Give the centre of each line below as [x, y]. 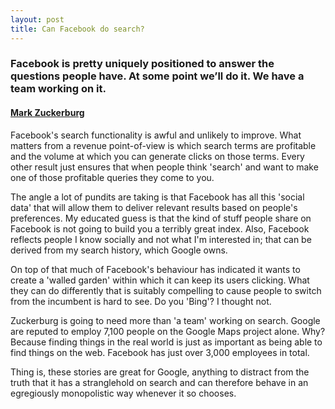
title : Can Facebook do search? [77, 29]
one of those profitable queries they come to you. [112, 177]
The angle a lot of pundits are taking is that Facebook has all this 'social [157, 197]
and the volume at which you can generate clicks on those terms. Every [157, 156]
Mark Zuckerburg [47, 113]
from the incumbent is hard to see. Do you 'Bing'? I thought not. [141, 301]
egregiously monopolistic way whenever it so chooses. [123, 393]
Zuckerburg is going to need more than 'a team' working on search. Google [165, 320]
